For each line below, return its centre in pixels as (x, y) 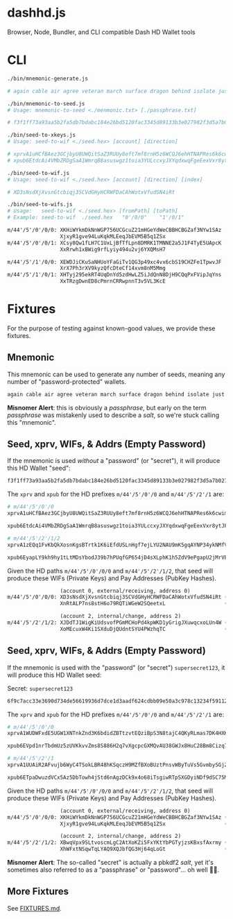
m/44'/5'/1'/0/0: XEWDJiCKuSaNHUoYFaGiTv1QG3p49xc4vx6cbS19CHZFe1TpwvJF (114, 262)
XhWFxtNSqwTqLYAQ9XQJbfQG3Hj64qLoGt (113, 849)
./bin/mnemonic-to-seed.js (46, 103)
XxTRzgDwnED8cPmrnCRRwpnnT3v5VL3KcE (113, 281)
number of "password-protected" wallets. (67, 381)
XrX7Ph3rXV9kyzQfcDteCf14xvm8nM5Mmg (113, 269)
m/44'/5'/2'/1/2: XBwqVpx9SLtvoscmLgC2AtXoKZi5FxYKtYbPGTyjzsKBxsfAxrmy (114, 843)
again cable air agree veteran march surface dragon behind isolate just (116, 394)
